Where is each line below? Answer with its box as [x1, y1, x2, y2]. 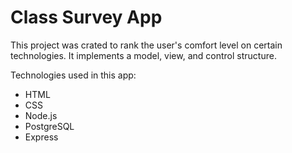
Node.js [24, 109, 58, 121]
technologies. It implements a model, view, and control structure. [10, 49, 277, 61]
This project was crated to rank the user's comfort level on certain [10, 39, 283, 51]
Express [24, 131, 59, 143]
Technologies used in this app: [10, 69, 137, 81]
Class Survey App [10, 6, 163, 29]
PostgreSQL [24, 120, 75, 132]
